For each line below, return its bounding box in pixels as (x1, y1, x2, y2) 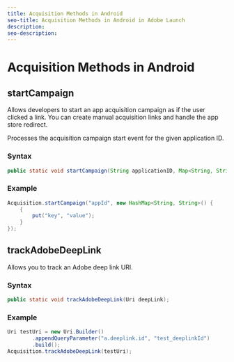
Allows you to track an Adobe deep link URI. (7, 262, 134, 271)
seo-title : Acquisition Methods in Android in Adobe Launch (7, 17, 186, 24)
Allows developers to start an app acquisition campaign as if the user (7, 106, 205, 114)
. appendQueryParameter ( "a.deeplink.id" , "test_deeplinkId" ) (32, 335, 210, 342)
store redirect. (7, 120, 48, 129)
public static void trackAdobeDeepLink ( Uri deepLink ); (7, 297, 170, 304)
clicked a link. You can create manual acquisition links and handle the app (7, 113, 219, 122)
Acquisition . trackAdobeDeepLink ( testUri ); (7, 348, 132, 355)
